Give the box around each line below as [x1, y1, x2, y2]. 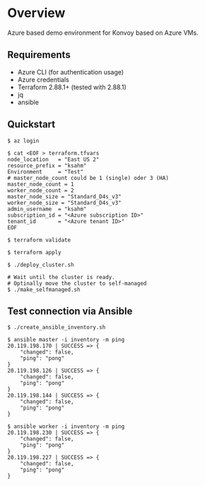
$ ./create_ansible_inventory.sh [7, 324, 106, 331]
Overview [7, 5, 66, 21]
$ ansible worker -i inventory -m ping [7, 423, 125, 430]
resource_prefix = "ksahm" [7, 162, 87, 169]
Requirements [7, 49, 71, 61]
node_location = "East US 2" [7, 156, 100, 163]
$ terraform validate [7, 236, 71, 244]
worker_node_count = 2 [7, 186, 74, 194]
